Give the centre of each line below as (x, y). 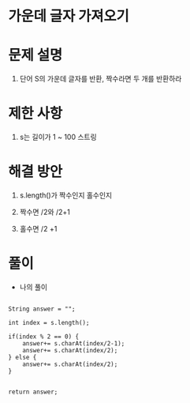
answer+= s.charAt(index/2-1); (74, 343)
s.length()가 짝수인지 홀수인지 (66, 195)
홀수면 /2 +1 (38, 229)
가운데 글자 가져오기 (69, 16)
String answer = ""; (42, 309)
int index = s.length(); (49, 322)
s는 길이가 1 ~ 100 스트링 (58, 137)
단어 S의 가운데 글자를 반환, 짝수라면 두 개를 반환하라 (101, 79)
